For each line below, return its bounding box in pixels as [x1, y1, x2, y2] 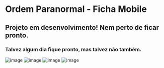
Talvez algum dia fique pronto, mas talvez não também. [5, 46, 142, 53]
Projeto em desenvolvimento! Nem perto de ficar [5, 23, 159, 32]
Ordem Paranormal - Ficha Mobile [5, 3, 147, 15]
